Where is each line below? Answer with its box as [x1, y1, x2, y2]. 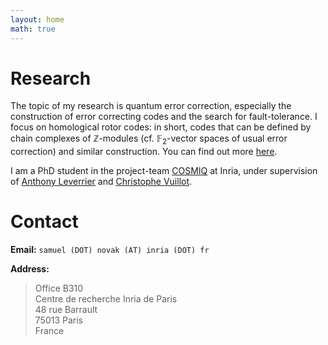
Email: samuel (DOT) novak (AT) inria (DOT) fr [10, 244, 210, 256]
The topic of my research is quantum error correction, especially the [10, 100, 292, 112]
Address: [10, 263, 50, 275]
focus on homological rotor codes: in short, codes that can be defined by [10, 121, 312, 133]
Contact [10, 211, 79, 233]
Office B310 [34, 282, 84, 295]
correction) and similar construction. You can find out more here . [10, 146, 278, 158]
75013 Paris [34, 314, 83, 326]
